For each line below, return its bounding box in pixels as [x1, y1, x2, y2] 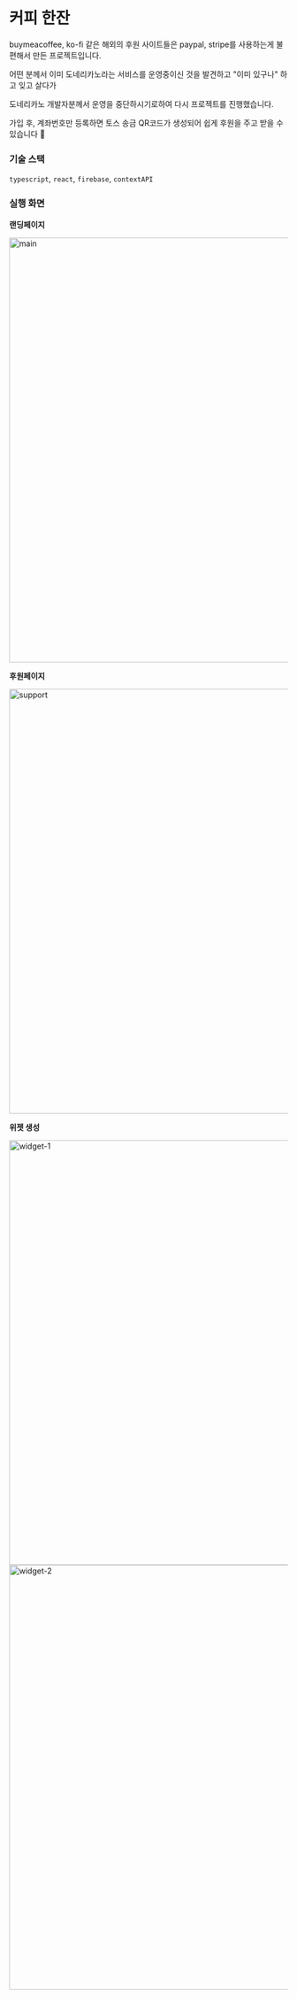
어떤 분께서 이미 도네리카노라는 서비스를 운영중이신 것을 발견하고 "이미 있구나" [9, 68, 278, 80]
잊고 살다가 [18, 80, 57, 90]
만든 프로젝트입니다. [32, 50, 102, 60]
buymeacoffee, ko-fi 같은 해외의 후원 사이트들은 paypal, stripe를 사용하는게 [9, 39, 275, 50]
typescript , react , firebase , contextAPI [9, 173, 154, 184]
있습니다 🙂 [9, 128, 46, 139]
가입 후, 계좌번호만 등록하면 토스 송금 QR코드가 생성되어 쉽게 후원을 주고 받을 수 [9, 117, 285, 128]
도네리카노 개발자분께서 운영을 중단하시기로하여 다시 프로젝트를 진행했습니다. [9, 98, 274, 109]
